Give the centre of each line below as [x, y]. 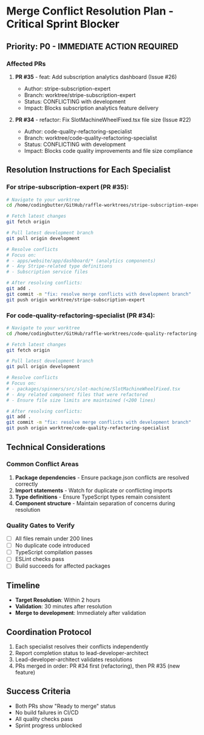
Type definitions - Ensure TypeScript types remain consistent [93, 497]
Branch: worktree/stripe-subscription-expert [80, 95]
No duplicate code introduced [52, 545]
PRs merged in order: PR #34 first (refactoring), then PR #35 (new [97, 666]
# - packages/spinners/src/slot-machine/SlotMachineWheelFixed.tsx [93, 389]
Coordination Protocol [49, 632]
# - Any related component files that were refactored [77, 394]
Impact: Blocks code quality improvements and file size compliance [108, 150]
